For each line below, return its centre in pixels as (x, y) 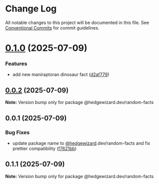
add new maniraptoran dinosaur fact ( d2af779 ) (61, 74)
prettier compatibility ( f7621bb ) (44, 148)
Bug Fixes (18, 132)
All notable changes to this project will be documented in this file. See (77, 22)
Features (16, 64)
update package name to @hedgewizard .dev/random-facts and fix (81, 143)
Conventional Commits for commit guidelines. (52, 27)
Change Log (31, 9)
